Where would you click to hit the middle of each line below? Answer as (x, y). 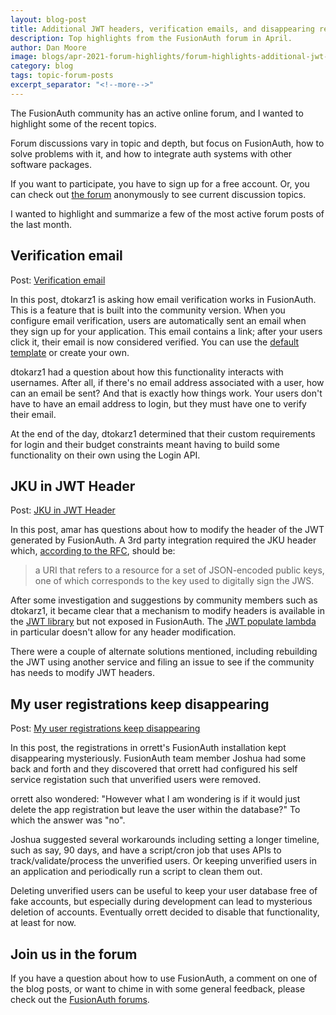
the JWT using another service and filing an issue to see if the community (162, 662)
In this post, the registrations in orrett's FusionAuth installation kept (148, 748)
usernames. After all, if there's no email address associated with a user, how (167, 382)
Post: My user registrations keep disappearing (105, 728)
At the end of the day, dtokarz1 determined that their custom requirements (163, 433)
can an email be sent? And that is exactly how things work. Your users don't (166, 393)
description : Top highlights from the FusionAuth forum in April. (151, 38)
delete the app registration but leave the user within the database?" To (155, 810)
